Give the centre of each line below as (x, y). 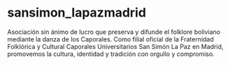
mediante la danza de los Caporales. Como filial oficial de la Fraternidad (111, 39)
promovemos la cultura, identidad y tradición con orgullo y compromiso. (111, 54)
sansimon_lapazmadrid (77, 13)
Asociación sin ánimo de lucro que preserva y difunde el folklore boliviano (114, 32)
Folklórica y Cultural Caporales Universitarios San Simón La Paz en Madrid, (115, 46)
